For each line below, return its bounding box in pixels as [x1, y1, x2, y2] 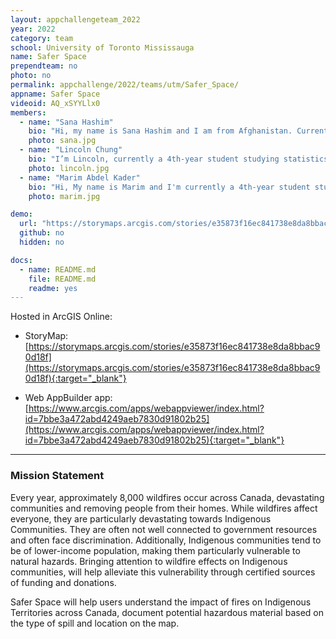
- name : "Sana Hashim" [19, 117, 114, 127]
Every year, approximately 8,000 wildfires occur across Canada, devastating [10, 491, 325, 503]
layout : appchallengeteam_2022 [10, 14, 141, 25]
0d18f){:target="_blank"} [24, 372, 127, 385]
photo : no [10, 71, 52, 81]
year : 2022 [10, 24, 56, 34]
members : [10, 107, 47, 118]
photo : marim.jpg [28, 191, 101, 201]
